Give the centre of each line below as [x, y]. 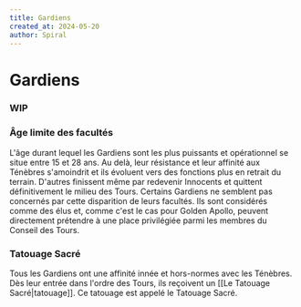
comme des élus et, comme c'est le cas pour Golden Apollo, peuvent [139, 210]
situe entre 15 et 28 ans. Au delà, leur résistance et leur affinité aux [135, 162]
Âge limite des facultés [62, 133]
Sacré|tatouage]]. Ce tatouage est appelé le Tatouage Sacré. [124, 293]
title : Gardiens [40, 18]
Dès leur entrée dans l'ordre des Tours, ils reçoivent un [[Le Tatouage [140, 283]
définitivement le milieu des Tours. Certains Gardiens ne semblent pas [141, 191]
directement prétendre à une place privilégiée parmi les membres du [138, 220]
